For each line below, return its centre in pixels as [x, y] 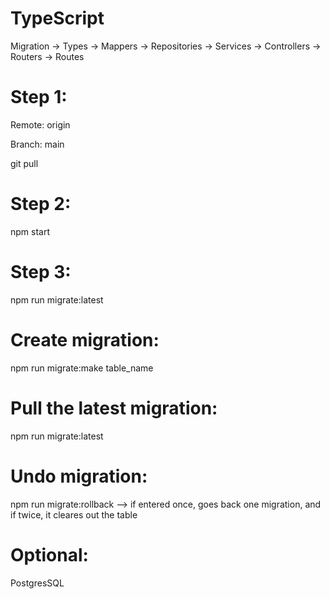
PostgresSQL [37, 583]
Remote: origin [40, 124]
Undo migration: [79, 476]
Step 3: [41, 272]
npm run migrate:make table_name [82, 368]
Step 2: [41, 204]
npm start [30, 231]
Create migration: [85, 339]
